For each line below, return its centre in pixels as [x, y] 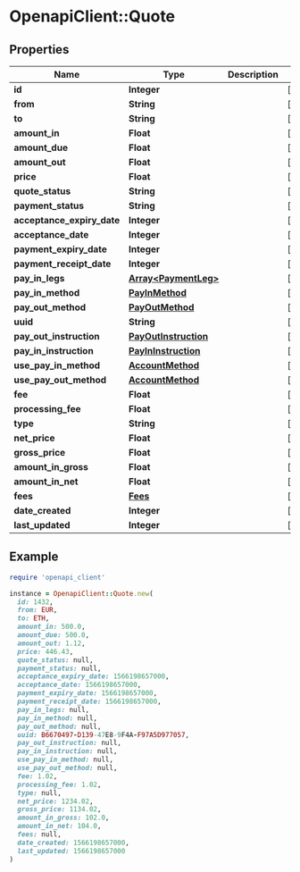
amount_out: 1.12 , [52, 643]
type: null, [40, 792]
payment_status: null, [59, 668]
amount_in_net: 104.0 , [59, 826]
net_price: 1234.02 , [55, 801]
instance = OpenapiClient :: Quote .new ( [81, 593]
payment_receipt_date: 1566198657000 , [90, 702]
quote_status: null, [55, 660]
